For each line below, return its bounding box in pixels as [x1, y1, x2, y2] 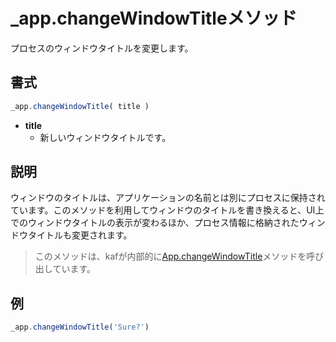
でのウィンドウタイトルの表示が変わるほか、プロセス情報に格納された [10, 217, 300, 229]
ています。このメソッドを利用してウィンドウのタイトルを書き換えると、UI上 [10, 204, 325, 216]
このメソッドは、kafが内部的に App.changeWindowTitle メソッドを [34, 250, 307, 263]
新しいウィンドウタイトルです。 [39, 131, 172, 143]
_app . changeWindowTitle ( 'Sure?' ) [10, 322, 150, 333]
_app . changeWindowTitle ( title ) [10, 101, 150, 111]
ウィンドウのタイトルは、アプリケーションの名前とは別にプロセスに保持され [10, 192, 326, 204]
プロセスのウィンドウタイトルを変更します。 [10, 42, 194, 54]
